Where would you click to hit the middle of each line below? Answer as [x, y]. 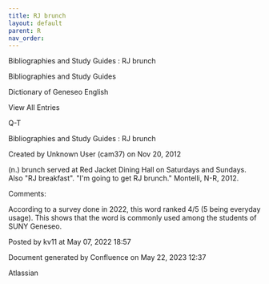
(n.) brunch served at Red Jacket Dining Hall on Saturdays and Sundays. [127, 170]
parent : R [25, 30]
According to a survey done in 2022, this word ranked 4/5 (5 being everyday [134, 209]
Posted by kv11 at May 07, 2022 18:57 [70, 242]
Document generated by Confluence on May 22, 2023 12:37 [107, 258]
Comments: [27, 194]
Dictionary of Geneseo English [58, 92]
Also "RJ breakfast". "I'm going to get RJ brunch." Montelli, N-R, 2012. [124, 178]
